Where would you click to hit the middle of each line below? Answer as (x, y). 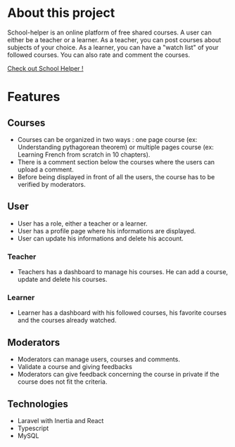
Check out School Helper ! (45, 68)
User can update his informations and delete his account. (101, 238)
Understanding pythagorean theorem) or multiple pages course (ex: (116, 147)
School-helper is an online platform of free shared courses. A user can (110, 32)
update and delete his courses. (62, 280)
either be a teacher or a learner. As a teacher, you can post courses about (114, 39)
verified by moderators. (51, 184)
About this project (61, 13)
